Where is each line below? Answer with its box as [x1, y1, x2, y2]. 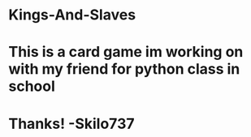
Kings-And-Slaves [8, 6, 136, 24]
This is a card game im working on [8, 43, 244, 62]
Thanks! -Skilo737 [8, 114, 136, 133]
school [8, 77, 55, 96]
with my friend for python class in [8, 60, 240, 79]
